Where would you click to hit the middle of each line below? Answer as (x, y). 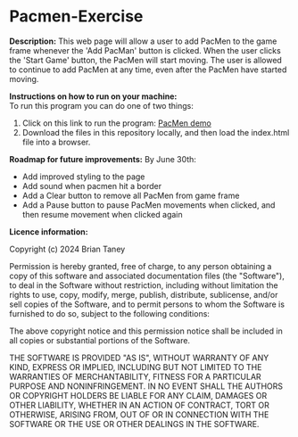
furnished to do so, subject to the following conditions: (109, 313)
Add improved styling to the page (83, 177)
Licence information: (49, 231)
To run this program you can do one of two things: (101, 105)
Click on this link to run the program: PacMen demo (116, 123)
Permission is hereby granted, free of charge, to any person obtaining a (141, 266)
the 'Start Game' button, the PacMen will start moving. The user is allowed (146, 60)
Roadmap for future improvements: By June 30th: (103, 159)
